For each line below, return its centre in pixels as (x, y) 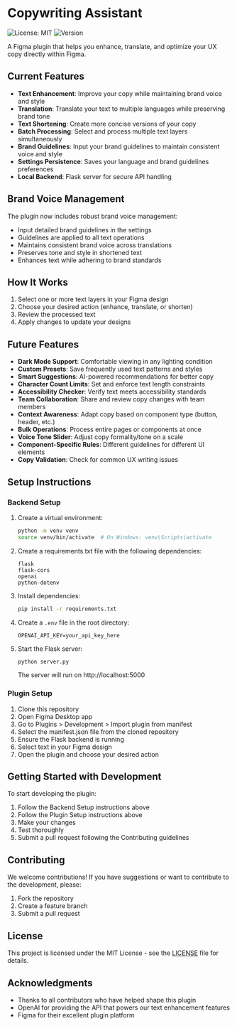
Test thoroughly (40, 830)
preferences (35, 169)
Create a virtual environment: (60, 517)
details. (18, 961)
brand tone (34, 116)
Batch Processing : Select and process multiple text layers (103, 131)
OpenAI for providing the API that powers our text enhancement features (124, 1008)
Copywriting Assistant (75, 13)
